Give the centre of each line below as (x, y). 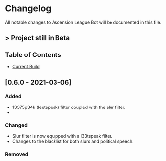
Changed (17, 125)
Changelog (28, 9)
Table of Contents (33, 55)
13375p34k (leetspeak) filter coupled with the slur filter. (69, 107)
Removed (17, 154)
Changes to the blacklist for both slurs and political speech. (73, 141)
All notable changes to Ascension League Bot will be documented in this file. (83, 22)
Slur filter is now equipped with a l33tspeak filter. (62, 136)
